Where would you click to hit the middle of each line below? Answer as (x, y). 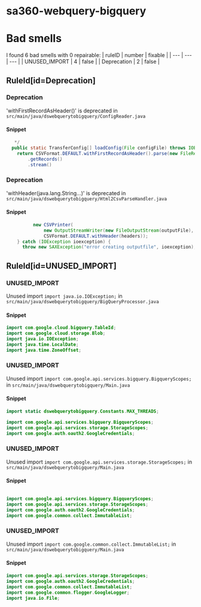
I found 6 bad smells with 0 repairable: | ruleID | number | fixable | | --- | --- (99, 55)
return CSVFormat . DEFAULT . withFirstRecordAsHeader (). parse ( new (98, 153)
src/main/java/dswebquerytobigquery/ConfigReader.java (76, 116)
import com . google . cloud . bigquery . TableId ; (61, 328)
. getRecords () (45, 159)
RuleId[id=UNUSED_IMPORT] (61, 266)
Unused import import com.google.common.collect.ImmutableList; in (91, 544)
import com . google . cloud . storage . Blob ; (56, 334)
